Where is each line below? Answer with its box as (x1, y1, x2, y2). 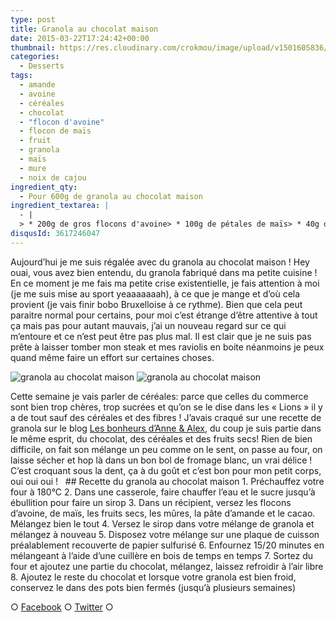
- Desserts (19, 61, 65, 71)
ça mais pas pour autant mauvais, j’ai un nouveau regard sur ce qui (10, 319, 287, 331)
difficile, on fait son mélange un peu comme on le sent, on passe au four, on (10, 443, 323, 455)
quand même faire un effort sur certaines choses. (10, 351, 215, 363)
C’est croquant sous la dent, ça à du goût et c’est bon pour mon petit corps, (10, 464, 322, 476)
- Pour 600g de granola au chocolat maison (19, 191, 203, 201)
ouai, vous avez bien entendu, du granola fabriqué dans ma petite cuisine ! (10, 266, 318, 278)
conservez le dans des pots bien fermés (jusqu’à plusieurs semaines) (10, 581, 297, 593)
